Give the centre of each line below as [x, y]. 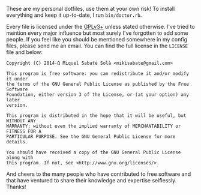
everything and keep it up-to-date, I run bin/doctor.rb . [74, 15]
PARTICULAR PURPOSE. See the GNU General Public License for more [91, 137]
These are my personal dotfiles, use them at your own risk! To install [91, 9]
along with [20, 158]
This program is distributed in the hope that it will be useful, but [96, 116]
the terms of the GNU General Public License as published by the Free [97, 84]
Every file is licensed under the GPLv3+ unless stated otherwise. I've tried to [100, 27]
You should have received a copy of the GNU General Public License [94, 152]
